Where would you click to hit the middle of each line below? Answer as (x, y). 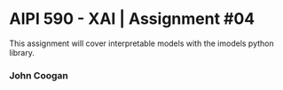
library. (22, 52)
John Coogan (39, 75)
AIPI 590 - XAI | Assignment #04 (132, 19)
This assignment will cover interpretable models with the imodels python (141, 43)
